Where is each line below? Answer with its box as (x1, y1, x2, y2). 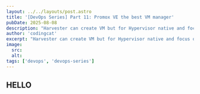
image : (6, 42, 23, 48)
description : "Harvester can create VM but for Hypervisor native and (6, 25, 185, 31)
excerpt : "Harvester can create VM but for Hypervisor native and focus (6, 36, 190, 42)
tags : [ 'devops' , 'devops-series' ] (6, 58, 95, 64)
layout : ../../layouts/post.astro (6, 8, 92, 15)
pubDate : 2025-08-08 (6, 20, 58, 25)
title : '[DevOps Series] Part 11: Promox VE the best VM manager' (6, 14, 174, 20)
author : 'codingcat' (6, 31, 58, 37)
